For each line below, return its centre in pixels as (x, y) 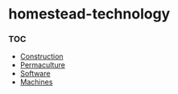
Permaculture (43, 65)
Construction (41, 56)
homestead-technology (89, 14)
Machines (36, 82)
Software (35, 74)
